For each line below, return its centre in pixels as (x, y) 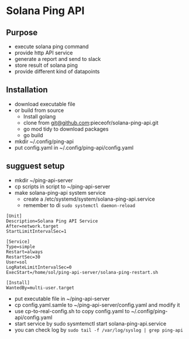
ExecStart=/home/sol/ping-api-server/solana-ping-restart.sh (82, 272)
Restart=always (25, 252)
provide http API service (44, 53)
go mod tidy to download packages (66, 129)
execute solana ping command (51, 46)
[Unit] (14, 216)
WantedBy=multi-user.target (40, 288)
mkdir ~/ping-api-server (44, 180)
